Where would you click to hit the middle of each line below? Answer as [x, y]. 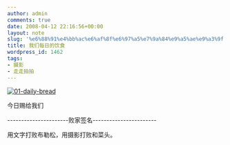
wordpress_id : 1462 [35, 52]
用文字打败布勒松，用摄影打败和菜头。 [61, 135]
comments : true [29, 20]
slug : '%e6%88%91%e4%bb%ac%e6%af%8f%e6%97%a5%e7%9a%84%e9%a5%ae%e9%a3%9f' [117, 39]
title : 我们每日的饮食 [36, 46]
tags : [15, 59]
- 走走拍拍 [21, 71]
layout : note [26, 33]
